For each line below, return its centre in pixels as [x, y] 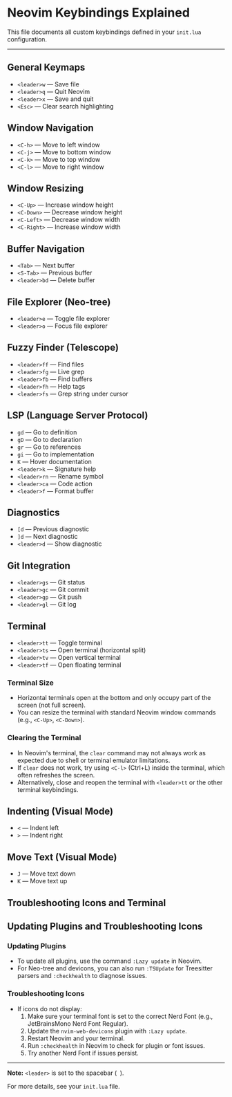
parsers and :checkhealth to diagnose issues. [82, 976]
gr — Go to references [49, 447]
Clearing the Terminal [44, 738]
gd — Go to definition [47, 432]
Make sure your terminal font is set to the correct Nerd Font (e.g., [120, 1016]
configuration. [27, 39]
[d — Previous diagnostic [53, 529]
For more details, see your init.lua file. [64, 1086]
